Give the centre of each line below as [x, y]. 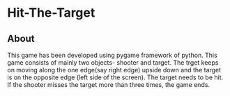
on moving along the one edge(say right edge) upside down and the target [114, 70]
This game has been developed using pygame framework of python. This [112, 55]
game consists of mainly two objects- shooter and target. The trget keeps [113, 63]
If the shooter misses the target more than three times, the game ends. [109, 85]
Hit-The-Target [51, 13]
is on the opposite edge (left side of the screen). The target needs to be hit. [115, 77]
